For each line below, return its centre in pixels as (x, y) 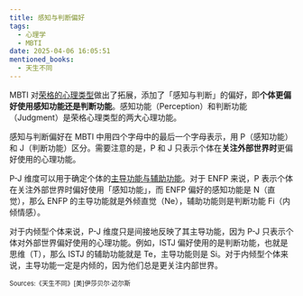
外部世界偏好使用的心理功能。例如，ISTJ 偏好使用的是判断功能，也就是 (156, 242)
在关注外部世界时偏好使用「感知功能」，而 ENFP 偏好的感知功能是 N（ (138, 190)
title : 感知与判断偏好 (47, 18)
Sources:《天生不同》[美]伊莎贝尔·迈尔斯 (70, 283)
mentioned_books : (42, 60)
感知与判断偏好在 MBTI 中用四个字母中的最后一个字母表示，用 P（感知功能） (151, 136)
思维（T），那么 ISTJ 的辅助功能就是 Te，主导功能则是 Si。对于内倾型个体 (145, 254)
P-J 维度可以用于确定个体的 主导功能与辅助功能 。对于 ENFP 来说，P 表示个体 (151, 178)
